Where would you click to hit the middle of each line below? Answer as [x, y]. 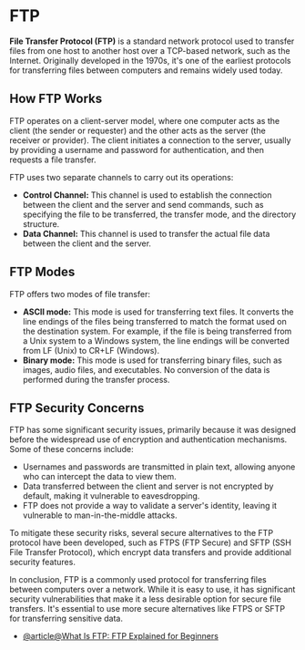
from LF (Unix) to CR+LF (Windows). [91, 350]
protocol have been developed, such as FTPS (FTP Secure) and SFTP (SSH [150, 542]
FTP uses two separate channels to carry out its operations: [122, 177]
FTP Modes [42, 272]
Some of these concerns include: [71, 449]
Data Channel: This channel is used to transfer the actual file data [146, 233]
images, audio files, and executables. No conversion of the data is [146, 369]
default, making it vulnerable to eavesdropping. [111, 496]
